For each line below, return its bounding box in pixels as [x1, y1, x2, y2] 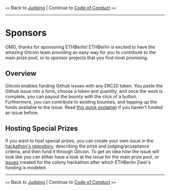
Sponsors [5, 27, 47, 39]
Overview [5, 69, 37, 78]
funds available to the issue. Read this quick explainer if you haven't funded [5, 104, 163, 110]
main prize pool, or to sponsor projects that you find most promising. [5, 55, 148, 61]
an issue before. [5, 109, 39, 116]
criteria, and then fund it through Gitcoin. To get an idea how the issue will [5, 148, 159, 154]
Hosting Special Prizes [5, 124, 78, 133]
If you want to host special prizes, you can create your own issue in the [5, 137, 154, 144]
